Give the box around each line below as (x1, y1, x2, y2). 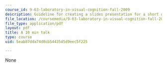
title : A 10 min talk (5, 30, 50, 35)
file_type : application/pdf (5, 21, 64, 26)
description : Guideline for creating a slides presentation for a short (5, 12, 159, 17)
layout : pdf (5, 26, 30, 31)
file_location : (5, 16, 37, 21)
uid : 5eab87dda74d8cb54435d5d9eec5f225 (5, 39, 88, 44)
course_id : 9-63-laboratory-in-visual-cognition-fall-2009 (5, 7, 130, 12)
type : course (5, 35, 32, 40)
